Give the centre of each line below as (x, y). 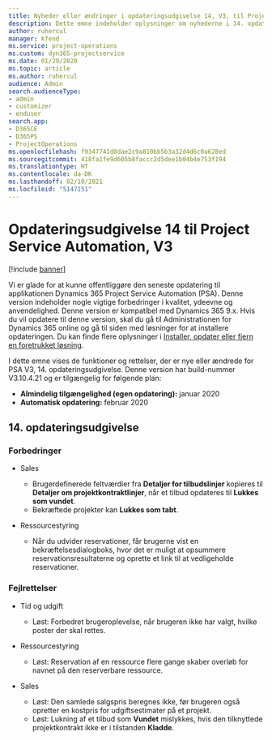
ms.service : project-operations (63, 46)
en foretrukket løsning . (46, 344)
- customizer (30, 106)
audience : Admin (36, 83)
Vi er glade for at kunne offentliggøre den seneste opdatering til (115, 284)
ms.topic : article (39, 69)
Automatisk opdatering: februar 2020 (84, 402)
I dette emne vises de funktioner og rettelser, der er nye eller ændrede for (131, 361)
